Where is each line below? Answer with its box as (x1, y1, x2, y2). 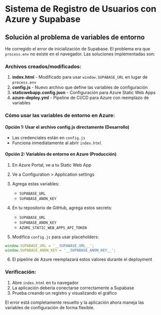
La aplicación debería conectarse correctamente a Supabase (12, 285, 134, 291)
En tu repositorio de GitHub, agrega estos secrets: (12, 205, 113, 211)
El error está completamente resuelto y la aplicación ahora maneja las (5, 299, 145, 305)
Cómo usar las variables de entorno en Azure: (5, 112, 115, 119)
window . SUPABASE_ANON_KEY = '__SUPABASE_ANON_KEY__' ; (5, 248, 116, 253)
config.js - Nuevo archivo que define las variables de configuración (12, 84, 148, 90)
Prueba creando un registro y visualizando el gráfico (12, 290, 117, 296)
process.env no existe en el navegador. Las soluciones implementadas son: (5, 51, 155, 57)
